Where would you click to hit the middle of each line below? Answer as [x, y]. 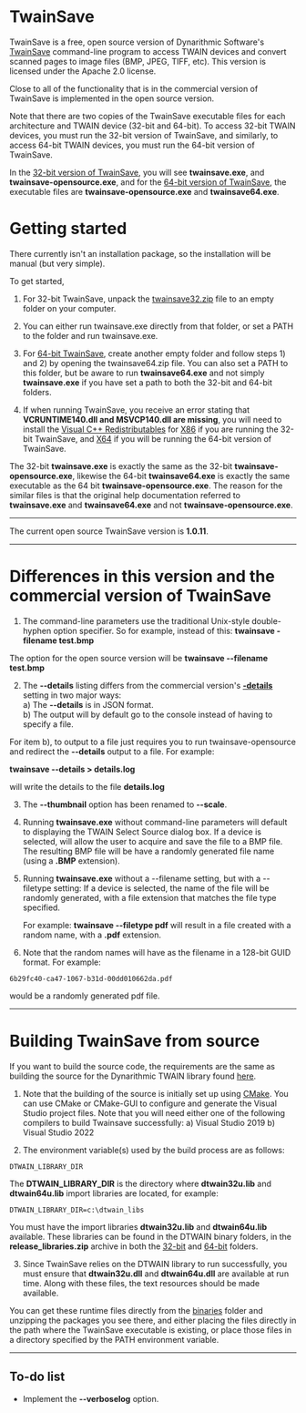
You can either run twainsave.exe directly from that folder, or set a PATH [158, 326]
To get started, [37, 281]
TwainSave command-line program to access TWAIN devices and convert [148, 51]
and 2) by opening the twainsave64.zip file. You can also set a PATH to [155, 363]
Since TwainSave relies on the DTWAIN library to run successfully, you [155, 1264]
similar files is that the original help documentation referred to [125, 495]
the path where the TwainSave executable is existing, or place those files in [151, 1330]
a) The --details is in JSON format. [88, 704]
